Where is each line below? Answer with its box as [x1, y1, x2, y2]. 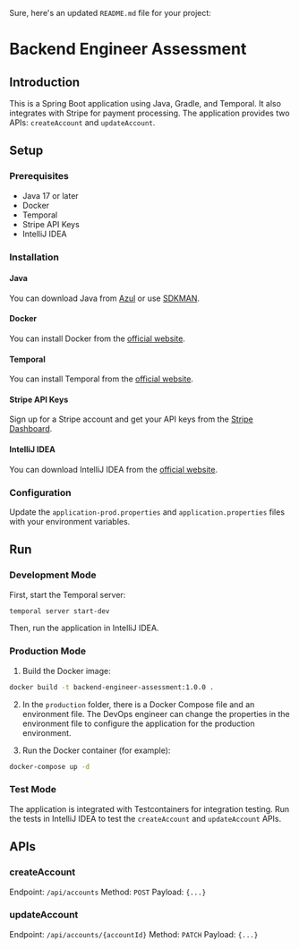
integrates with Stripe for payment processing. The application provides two [9, 107, 290, 118]
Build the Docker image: [21, 665, 112, 676]
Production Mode [9, 645, 87, 657]
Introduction [9, 74, 81, 90]
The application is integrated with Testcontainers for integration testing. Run [9, 803, 290, 814]
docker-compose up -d [9, 762, 90, 771]
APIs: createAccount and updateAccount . [9, 117, 156, 128]
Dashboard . [9, 423, 53, 434]
